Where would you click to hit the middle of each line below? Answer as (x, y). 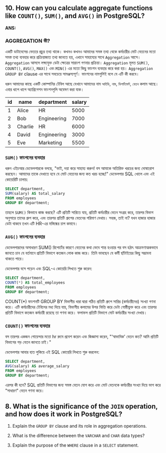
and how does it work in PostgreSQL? (64, 414)
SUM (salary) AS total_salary (35, 194)
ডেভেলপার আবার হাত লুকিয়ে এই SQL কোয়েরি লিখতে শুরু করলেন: (52, 352)
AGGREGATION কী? (28, 41)
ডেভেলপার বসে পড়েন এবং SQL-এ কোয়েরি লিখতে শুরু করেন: (49, 269)
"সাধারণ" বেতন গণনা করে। (25, 390)
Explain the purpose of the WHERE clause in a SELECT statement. (76, 445)
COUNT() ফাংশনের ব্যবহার (28, 326)
